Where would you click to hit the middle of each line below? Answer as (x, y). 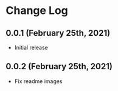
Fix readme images (38, 81)
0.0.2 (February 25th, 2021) (59, 66)
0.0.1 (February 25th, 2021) (58, 33)
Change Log (37, 11)
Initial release (31, 47)
